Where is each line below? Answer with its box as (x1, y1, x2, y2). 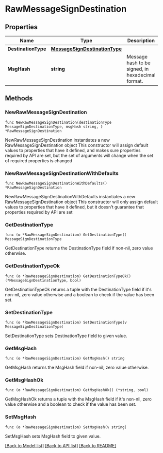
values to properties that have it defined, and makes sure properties (5, 147, 141, 153)
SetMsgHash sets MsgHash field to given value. (5, 433, 101, 439)
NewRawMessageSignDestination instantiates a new (5, 137, 110, 143)
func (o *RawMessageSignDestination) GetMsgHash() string (5, 356, 125, 361)
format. (126, 78, 143, 84)
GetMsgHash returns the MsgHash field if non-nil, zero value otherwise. (5, 364, 149, 371)
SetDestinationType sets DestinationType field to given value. (5, 333, 128, 339)
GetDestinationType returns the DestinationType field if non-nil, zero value (5, 245, 153, 251)
